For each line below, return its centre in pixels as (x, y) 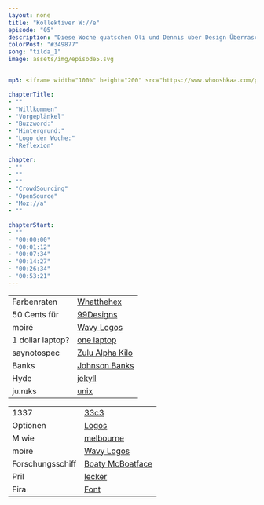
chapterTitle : (31, 94)
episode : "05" (31, 30)
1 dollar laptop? (41, 340)
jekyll (87, 378)
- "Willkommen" (33, 109)
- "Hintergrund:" (37, 131)
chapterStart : (31, 225)
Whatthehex (100, 302)
